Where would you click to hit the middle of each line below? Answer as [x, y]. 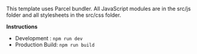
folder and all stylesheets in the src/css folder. [64, 15]
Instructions [22, 27]
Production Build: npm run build [55, 45]
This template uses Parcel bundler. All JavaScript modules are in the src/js [99, 9]
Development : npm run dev [49, 38]
